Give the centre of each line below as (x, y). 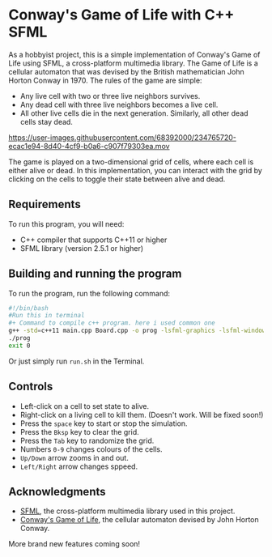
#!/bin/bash (28, 308)
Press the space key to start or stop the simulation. (104, 423)
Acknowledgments (57, 492)
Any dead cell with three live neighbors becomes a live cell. (119, 104)
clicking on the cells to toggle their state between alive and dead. (117, 179)
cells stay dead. (46, 121)
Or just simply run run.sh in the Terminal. (76, 361)
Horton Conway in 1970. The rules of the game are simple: (105, 80)
